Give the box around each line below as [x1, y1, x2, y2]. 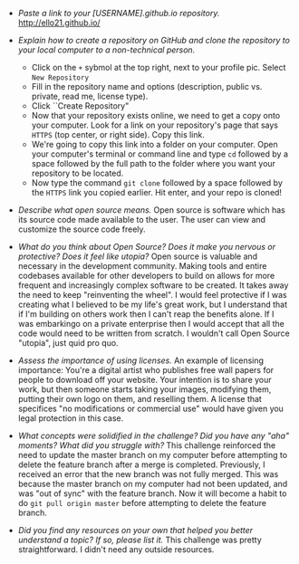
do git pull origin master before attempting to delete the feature [17, 498, 267, 508]
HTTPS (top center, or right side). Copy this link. [31, 129, 206, 139]
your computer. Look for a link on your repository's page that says [31, 119, 279, 130]
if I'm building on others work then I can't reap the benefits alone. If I [17, 309, 275, 320]
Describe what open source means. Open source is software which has [17, 205, 285, 215]
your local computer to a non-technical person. [17, 44, 196, 55]
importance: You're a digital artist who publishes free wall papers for [17, 365, 275, 375]
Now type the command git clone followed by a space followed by [31, 177, 284, 188]
